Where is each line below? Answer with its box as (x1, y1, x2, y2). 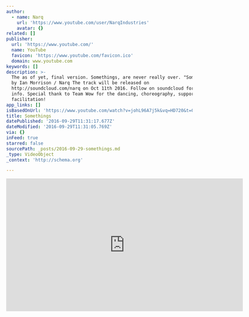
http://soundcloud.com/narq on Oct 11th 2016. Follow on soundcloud (11, 86, 184, 91)
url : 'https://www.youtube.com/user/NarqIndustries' (17, 19, 150, 25)
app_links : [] (6, 102, 41, 108)
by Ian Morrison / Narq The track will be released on (11, 80, 150, 86)
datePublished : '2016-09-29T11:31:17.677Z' (6, 119, 115, 125)
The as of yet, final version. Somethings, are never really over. (11, 74, 182, 80)
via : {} (6, 129, 25, 136)
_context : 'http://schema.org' (6, 157, 83, 163)
